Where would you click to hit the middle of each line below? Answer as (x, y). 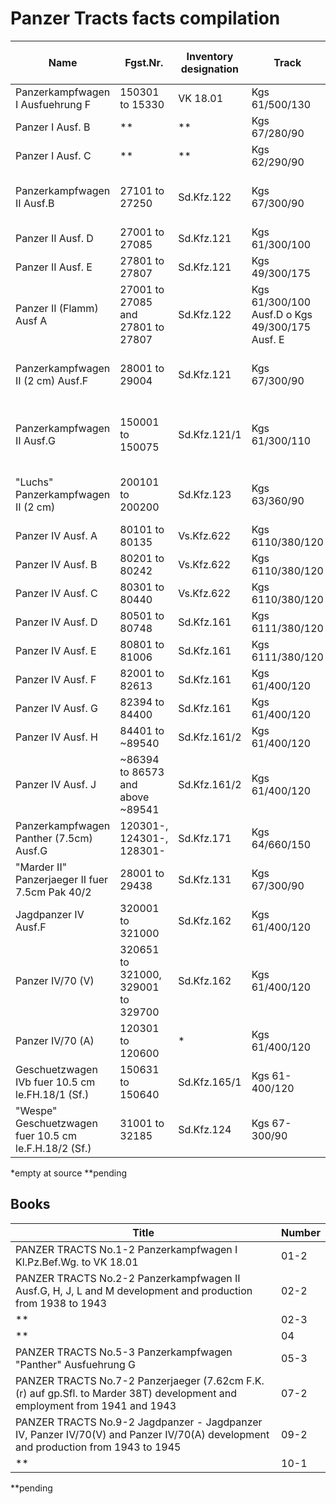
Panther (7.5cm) (54, 838)
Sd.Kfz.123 (205, 494)
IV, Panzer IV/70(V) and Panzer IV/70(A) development (142, 1434)
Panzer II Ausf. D (54, 238)
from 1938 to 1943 (61, 1303)
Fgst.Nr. (144, 62)
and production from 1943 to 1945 (98, 1447)
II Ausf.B (35, 203)
